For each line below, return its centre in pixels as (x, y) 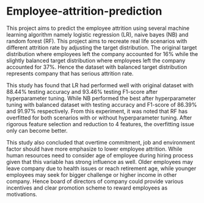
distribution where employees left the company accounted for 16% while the (102, 54)
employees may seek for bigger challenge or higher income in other (92, 174)
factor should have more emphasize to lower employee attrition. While (94, 149)
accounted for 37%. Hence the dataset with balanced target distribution (97, 67)
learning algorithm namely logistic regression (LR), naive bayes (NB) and (97, 34)
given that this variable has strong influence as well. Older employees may (100, 162)
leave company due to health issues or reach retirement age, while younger (101, 168)
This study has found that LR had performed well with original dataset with (100, 85)
